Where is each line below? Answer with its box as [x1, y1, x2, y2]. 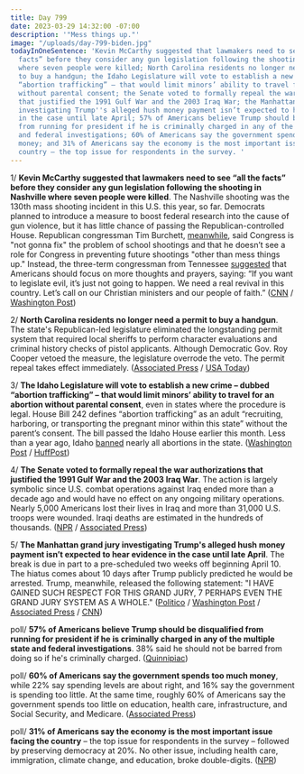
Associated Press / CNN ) [10, 606, 103, 617]
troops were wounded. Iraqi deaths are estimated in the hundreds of [10, 511, 264, 523]
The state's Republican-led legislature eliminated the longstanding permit [10, 324, 283, 335]
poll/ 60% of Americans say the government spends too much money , [10, 669, 279, 681]
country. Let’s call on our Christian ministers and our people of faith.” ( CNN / [10, 287, 294, 298]
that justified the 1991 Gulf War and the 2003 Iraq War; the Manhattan [18, 97, 298, 106]
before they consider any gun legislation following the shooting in [10, 181, 263, 192]
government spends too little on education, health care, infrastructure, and [10, 698, 288, 709]
